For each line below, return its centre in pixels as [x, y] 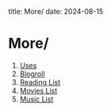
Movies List [38, 90]
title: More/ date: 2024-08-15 [56, 11]
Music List [36, 99]
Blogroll [32, 74]
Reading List [40, 82]
